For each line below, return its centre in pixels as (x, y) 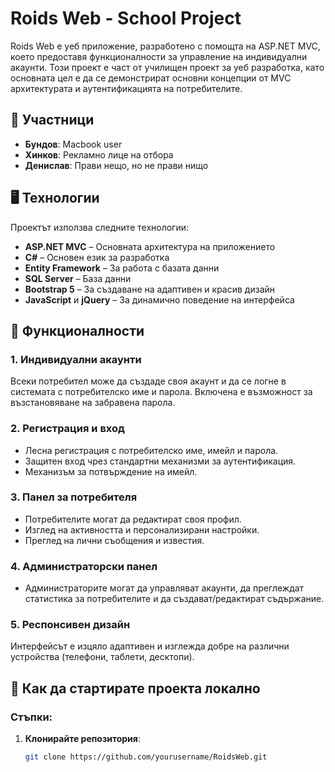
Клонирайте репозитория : (82, 739)
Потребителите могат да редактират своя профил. (133, 519)
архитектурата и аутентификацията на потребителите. (126, 88)
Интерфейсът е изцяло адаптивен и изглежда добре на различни (150, 646)
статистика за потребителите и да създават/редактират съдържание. (174, 599)
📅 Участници (52, 120)
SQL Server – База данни (78, 278)
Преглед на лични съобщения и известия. (114, 540)
